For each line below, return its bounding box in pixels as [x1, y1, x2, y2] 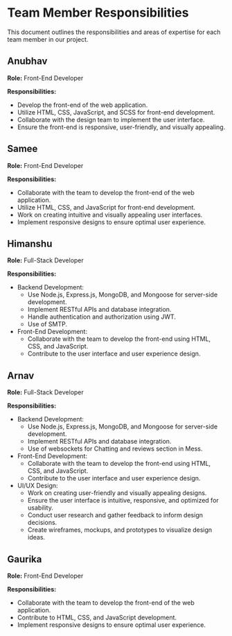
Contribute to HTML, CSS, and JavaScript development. [17, 613, 177, 621]
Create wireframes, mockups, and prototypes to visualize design [27, 526, 213, 534]
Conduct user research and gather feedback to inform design [27, 511, 203, 519]
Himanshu [7, 237, 53, 249]
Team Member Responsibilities [7, 5, 189, 21]
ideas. [27, 533, 46, 542]
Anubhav [7, 56, 48, 67]
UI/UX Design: [17, 481, 58, 490]
